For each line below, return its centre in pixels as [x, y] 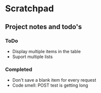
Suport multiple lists [33, 57]
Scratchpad [30, 9]
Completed [19, 69]
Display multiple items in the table [47, 51]
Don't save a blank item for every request [54, 80]
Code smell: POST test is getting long [50, 85]
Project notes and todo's [44, 27]
